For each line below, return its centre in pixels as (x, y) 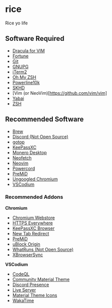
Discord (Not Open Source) (40, 137)
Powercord (24, 168)
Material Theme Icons (35, 295)
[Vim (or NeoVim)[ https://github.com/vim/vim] (59, 93)
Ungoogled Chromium (35, 179)
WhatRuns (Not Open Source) (43, 249)
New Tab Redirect (31, 233)
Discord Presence (31, 285)
